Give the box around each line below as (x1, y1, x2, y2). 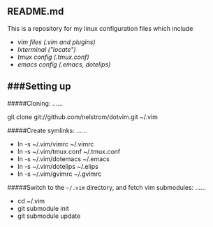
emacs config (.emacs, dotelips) (17, 60, 111, 69)
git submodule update (17, 212, 81, 220)
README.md (7, 6, 64, 18)
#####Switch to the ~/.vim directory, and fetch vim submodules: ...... (7, 183, 206, 191)
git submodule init (17, 204, 70, 212)
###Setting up (7, 81, 71, 92)
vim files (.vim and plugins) (17, 38, 96, 46)
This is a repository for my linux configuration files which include (7, 24, 193, 32)
